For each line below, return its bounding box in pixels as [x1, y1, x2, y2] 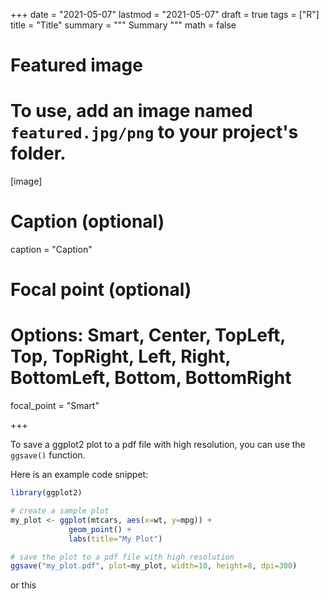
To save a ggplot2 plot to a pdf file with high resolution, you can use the [10, 439, 306, 451]
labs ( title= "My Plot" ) [68, 534, 163, 544]
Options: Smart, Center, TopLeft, [10, 324, 286, 347]
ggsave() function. [10, 449, 86, 461]
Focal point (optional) [10, 279, 192, 301]
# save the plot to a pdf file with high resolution [10, 552, 235, 562]
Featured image [10, 54, 143, 77]
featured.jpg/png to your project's [10, 121, 299, 144]
